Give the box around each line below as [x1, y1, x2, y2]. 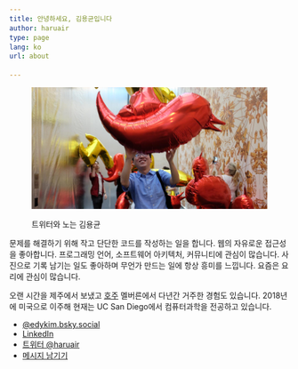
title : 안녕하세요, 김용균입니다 [9, 14, 113, 23]
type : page [9, 33, 50, 42]
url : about [9, 52, 50, 61]
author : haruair [9, 23, 69, 33]
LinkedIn [21, 329, 54, 340]
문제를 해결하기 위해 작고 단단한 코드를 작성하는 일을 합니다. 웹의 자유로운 [9, 238, 263, 249]
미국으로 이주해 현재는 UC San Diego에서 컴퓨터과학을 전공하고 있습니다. [18, 301, 272, 312]
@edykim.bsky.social [21, 319, 101, 330]
